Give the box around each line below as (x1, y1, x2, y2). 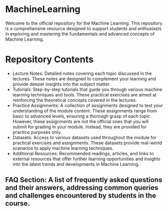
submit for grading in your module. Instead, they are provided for (12, 124, 147, 130)
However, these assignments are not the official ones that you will (12, 118, 149, 124)
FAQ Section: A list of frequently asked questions (5, 176, 162, 184)
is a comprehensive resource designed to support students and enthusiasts (5, 25, 162, 31)
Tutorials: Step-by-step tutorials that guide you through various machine (12, 86, 162, 92)
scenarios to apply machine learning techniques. (12, 145, 114, 151)
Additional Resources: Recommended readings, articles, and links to (12, 150, 154, 156)
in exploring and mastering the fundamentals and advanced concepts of (5, 31, 155, 37)
